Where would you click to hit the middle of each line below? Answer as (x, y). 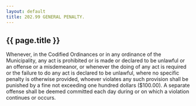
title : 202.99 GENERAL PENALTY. (45, 17)
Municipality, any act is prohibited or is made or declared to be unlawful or (96, 61)
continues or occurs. (31, 98)
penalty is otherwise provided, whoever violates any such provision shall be (97, 79)
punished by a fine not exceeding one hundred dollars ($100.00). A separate (98, 86)
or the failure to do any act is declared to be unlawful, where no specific (93, 73)
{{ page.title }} (33, 40)
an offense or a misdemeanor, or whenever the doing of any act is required (96, 67)
